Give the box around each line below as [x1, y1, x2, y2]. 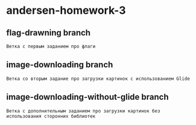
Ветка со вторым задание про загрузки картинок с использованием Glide [6, 76, 190, 82]
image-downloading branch [6, 59, 113, 70]
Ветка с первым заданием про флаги [6, 43, 96, 49]
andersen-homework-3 [6, 4, 126, 17]
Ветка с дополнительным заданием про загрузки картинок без [6, 108, 161, 114]
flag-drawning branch [6, 28, 91, 38]
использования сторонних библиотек [6, 113, 96, 119]
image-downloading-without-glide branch [6, 92, 169, 102]
